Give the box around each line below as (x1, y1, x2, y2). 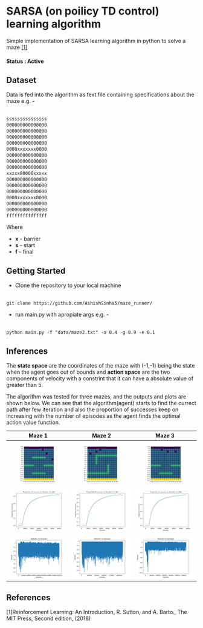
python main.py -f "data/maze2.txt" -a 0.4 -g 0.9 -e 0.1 (6, 329, 155, 335)
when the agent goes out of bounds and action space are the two (6, 368, 170, 375)
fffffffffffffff (6, 213, 47, 219)
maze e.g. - (6, 98, 35, 105)
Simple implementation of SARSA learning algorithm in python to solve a (6, 37, 186, 44)
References (6, 592, 51, 603)
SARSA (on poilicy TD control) (6, 4, 159, 18)
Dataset (6, 74, 37, 85)
